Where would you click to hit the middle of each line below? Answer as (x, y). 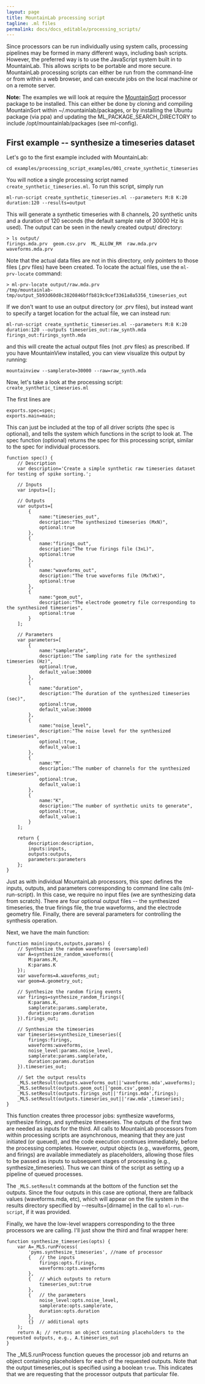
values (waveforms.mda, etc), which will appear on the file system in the (98, 1199)
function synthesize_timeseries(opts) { (59, 1242)
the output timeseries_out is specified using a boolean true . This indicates (100, 1367)
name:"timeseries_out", (69, 517)
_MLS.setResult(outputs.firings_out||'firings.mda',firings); (98, 1094)
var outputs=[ (35, 506)
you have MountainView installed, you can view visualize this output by (96, 353)
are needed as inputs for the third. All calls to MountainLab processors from (102, 1129)
